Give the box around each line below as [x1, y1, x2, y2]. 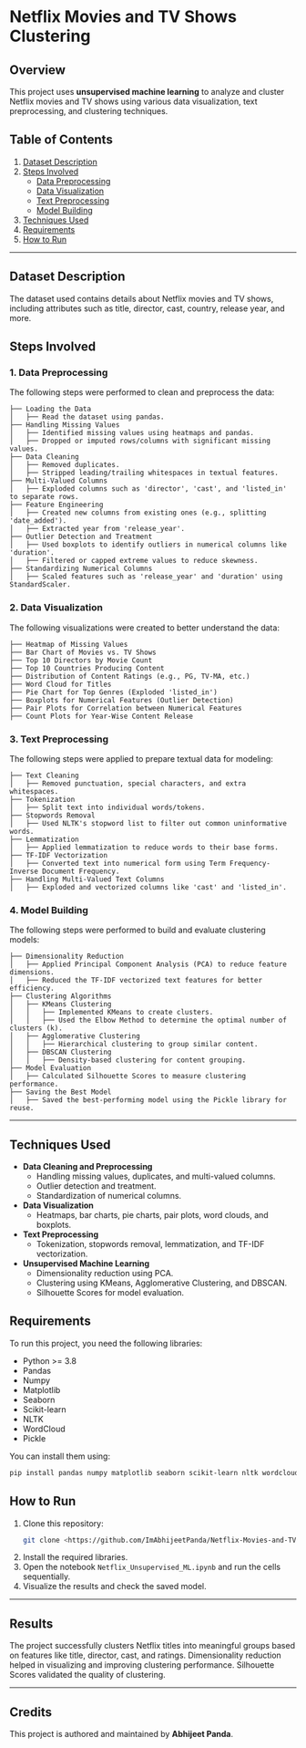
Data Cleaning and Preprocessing [22, 1161, 153, 1172]
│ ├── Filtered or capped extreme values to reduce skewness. [9, 557, 259, 566]
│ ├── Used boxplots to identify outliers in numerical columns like [9, 540, 287, 549]
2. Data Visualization [9, 601, 103, 614]
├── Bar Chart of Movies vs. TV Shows [9, 648, 157, 657]
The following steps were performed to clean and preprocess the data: [9, 387, 275, 398]
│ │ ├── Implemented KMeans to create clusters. [9, 1008, 214, 1017]
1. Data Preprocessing [9, 366, 108, 379]
